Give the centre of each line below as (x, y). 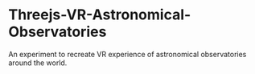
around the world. (38, 63)
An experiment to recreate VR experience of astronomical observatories (127, 54)
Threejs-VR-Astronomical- (100, 15)
